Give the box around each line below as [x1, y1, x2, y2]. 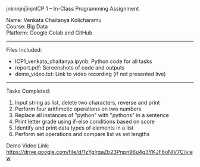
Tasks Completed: [6, 87, 51, 94]
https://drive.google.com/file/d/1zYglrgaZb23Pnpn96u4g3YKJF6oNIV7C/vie [6, 149, 193, 155]
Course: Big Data [6, 23, 48, 30]
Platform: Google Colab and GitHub [6, 29, 93, 36]
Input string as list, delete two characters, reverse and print [14, 99, 160, 106]
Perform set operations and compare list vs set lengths [14, 131, 150, 137]
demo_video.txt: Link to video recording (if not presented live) [14, 71, 166, 77]
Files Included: [6, 46, 42, 53]
